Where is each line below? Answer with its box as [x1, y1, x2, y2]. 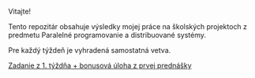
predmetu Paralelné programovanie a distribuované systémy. [8, 31, 207, 39]
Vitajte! [8, 7, 32, 16]
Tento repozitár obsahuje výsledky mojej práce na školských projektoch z [8, 22, 247, 31]
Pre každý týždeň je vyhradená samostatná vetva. [8, 46, 171, 54]
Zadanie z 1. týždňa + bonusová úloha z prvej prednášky [8, 61, 192, 70]
